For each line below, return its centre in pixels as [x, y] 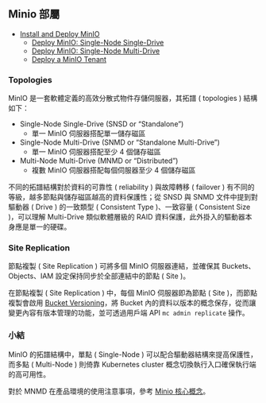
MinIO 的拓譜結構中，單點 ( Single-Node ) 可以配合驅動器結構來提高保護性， [133, 354]
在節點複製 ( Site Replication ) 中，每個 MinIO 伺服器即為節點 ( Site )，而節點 [133, 293]
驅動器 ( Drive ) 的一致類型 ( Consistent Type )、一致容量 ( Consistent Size [129, 207]
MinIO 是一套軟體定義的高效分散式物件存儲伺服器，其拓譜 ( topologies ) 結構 [133, 99]
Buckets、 [239, 266]
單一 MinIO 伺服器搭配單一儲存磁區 [89, 134]
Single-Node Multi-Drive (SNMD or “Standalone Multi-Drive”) [120, 142]
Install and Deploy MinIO [60, 33]
